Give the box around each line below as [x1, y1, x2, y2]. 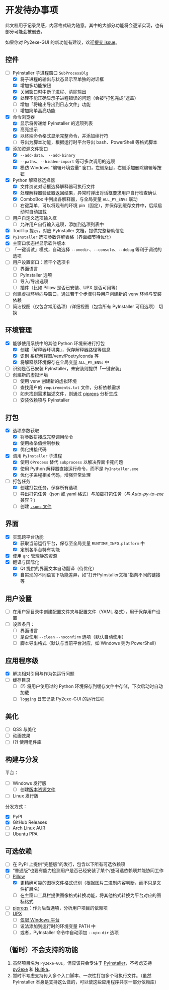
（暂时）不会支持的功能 [5, 946, 78, 954]
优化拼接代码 [20, 446, 47, 452]
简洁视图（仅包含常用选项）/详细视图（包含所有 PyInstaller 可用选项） [12, 303, 157, 309]
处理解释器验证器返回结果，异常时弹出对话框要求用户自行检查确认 [20, 189, 157, 195]
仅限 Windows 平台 [20, 916, 60, 922]
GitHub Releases [12, 819, 47, 825]
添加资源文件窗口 [12, 146, 48, 152]
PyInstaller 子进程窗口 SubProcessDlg [12, 70, 89, 76]
